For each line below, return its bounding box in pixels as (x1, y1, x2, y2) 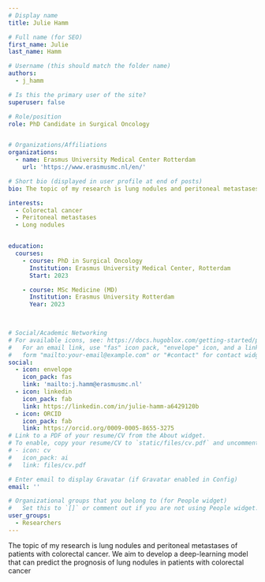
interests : (8, 199, 44, 207)
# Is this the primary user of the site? (8, 91, 147, 99)
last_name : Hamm (8, 48, 62, 56)
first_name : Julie (8, 40, 69, 48)
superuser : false (8, 98, 65, 107)
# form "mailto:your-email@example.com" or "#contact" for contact (8, 351, 242, 359)
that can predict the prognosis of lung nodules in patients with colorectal (8, 558, 244, 567)
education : (8, 242, 44, 250)
